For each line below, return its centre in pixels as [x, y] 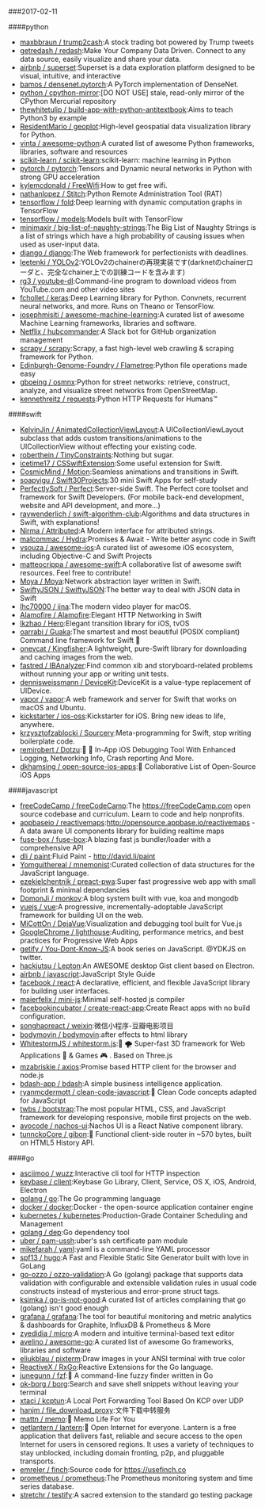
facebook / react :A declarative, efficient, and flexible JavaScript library [135, 983]
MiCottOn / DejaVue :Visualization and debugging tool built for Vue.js [131, 924]
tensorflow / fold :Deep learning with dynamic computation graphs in [131, 202]
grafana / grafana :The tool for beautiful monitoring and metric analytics [135, 1316]
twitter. [31, 957]
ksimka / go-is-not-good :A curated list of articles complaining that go [133, 1300]
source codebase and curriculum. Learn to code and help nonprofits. [132, 814]
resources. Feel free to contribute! [75, 573]
